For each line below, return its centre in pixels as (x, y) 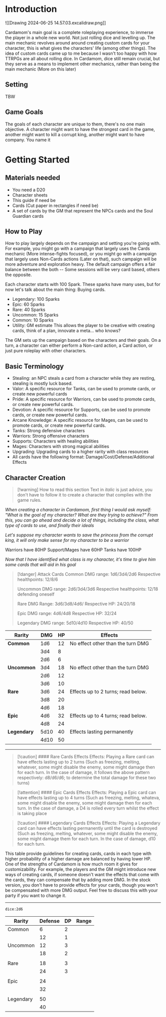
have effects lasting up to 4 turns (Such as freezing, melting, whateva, (89, 798)
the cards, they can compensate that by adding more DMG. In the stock (78, 880)
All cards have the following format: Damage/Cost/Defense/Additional (83, 457)
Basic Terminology (35, 366)
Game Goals (24, 112)
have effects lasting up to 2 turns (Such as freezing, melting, (79, 762)
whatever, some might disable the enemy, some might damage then (86, 767)
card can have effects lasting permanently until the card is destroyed (87, 828)
